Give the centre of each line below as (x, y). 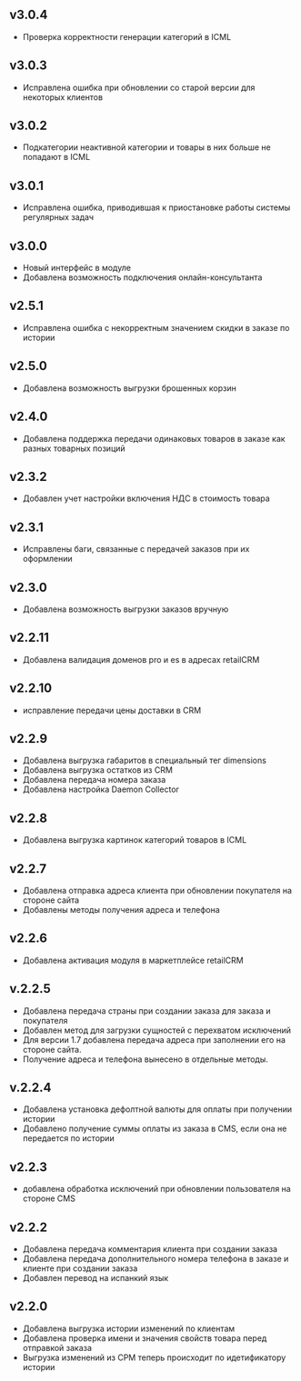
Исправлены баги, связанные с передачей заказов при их (136, 549)
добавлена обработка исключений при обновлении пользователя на (156, 1189)
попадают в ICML (56, 157)
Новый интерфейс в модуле (77, 268)
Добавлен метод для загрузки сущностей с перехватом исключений (157, 1030)
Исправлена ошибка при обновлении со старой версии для (139, 87)
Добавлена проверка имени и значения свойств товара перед (145, 1338)
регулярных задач (58, 217)
